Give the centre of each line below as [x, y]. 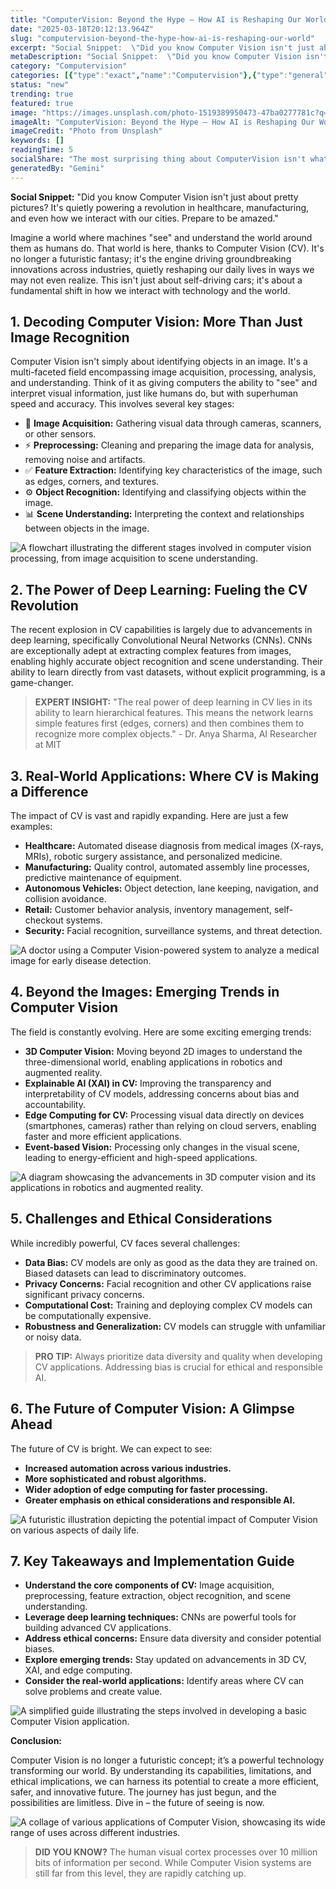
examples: [31, 827]
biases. [39, 1649]
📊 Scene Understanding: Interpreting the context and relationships [164, 514]
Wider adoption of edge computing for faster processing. [146, 1489]
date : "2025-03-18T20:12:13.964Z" [82, 29]
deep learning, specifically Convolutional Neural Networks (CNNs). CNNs [161, 640]
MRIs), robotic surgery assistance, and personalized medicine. [153, 857]
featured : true [42, 103]
